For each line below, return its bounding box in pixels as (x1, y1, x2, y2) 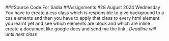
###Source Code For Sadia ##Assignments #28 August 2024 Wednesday (5, 5, 160, 10)
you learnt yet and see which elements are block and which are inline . (5, 20, 153, 26)
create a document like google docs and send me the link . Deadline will (5, 26, 156, 32)
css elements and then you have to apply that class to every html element (5, 15, 160, 21)
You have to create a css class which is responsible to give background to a (5, 10, 164, 16)
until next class (5, 31, 37, 37)
